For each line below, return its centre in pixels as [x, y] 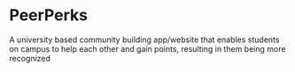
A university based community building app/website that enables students [144, 40]
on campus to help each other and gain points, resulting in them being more [147, 48]
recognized [30, 58]
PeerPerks [49, 15]
